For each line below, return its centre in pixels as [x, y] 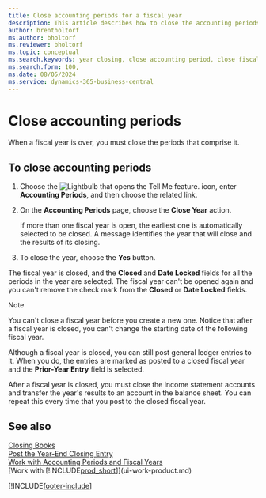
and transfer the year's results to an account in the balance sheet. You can [130, 393]
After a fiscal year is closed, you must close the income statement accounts [132, 385]
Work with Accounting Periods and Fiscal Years [85, 462]
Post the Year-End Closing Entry [61, 454]
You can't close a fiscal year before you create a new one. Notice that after [131, 320]
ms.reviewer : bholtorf [46, 45]
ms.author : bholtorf [42, 38]
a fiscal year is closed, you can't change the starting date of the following [128, 329]
